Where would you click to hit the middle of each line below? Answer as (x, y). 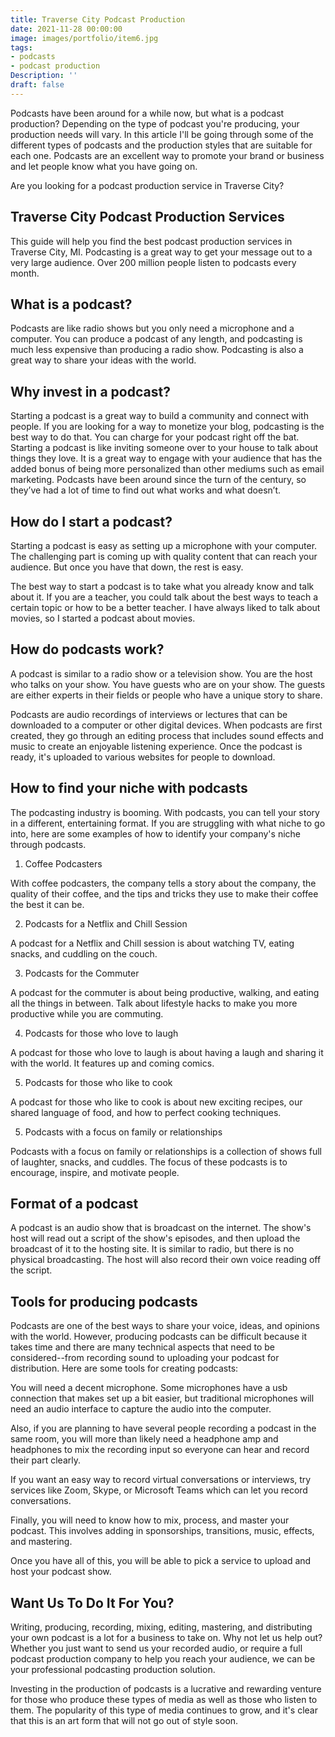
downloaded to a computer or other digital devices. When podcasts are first (166, 725)
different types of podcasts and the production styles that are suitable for (161, 145)
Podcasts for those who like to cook (98, 1082)
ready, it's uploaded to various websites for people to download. (143, 757)
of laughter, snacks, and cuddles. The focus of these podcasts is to (149, 1162)
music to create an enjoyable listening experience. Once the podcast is (156, 746)
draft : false (37, 85)
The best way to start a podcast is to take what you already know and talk (162, 586)
